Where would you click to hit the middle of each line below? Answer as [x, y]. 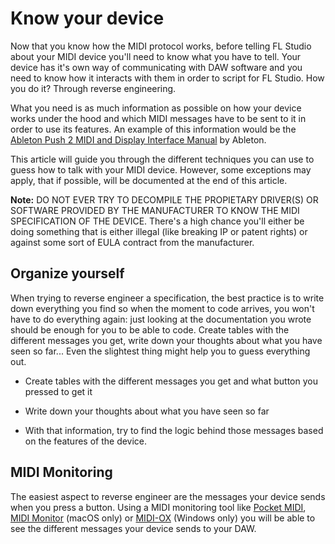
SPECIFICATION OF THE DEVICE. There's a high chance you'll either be [157, 221]
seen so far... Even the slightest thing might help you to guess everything [160, 351]
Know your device [87, 18]
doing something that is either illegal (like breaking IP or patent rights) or [159, 231]
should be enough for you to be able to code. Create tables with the [150, 329]
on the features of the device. [86, 441]
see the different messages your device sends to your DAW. [133, 528]
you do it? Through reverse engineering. [93, 88]
